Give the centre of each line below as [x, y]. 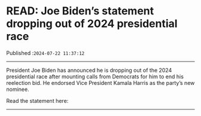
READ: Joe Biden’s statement [80, 11]
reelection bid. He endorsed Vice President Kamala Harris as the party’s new [100, 83]
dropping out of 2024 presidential [92, 24]
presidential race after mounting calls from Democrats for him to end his [95, 77]
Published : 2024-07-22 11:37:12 [45, 53]
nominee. [18, 89]
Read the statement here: [37, 100]
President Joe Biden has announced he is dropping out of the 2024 [89, 70]
